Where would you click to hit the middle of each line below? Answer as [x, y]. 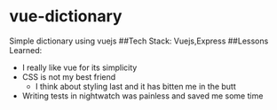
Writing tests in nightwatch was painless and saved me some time [142, 96]
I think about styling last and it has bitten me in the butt [136, 86]
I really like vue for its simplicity [79, 67]
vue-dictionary [66, 16]
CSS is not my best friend [69, 76]
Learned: [26, 50]
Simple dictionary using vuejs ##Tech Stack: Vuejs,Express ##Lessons [139, 41]
